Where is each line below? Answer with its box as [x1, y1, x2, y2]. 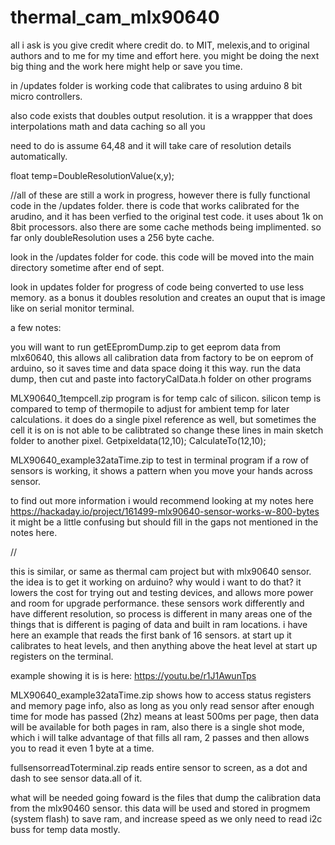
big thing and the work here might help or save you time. [10, 60, 243, 72]
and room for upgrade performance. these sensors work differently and [10, 597, 305, 609]
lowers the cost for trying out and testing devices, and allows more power [10, 586, 314, 598]
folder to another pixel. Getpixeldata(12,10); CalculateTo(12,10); [10, 434, 267, 446]
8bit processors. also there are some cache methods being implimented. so [10, 221, 322, 233]
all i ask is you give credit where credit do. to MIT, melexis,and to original [10, 39, 310, 51]
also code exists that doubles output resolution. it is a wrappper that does [10, 109, 313, 121]
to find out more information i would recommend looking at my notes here [10, 494, 314, 506]
